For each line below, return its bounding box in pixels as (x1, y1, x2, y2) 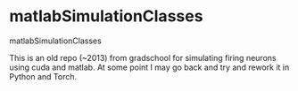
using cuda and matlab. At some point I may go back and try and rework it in (9, 62, 290, 72)
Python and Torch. (9, 71, 78, 81)
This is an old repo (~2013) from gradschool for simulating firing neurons (9, 52, 277, 63)
